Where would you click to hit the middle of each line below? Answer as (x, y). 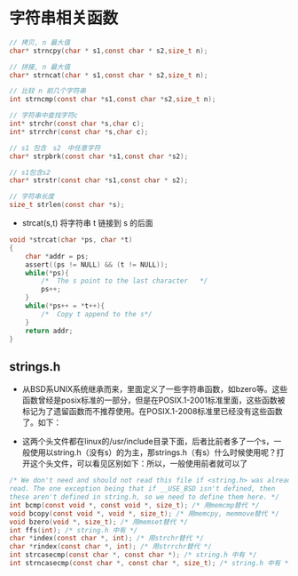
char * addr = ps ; (57, 256)
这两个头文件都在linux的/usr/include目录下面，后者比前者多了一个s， (148, 442)
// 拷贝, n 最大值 (40, 42)
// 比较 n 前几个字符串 (48, 91)
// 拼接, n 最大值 (40, 67)
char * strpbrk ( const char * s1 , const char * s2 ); (99, 156)
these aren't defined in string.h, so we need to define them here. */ (144, 497)
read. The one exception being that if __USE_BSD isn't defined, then (142, 489)
